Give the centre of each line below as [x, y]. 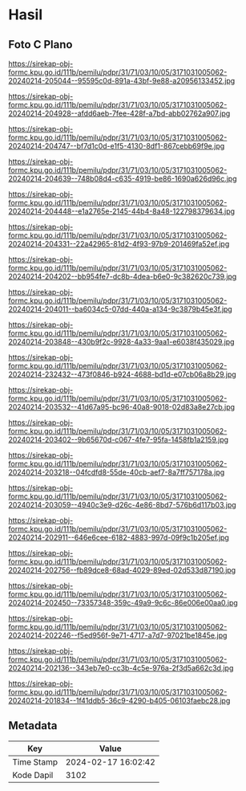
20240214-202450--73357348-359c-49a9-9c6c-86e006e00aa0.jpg [123, 603]
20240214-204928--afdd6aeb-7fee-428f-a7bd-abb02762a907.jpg [119, 113]
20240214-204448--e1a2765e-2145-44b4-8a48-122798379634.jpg [121, 211]
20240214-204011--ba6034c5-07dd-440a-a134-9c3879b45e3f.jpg [120, 309]
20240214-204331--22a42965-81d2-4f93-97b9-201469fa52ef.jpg [119, 244]
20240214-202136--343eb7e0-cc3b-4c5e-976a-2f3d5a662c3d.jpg [121, 668]
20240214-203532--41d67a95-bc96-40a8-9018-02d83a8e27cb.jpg [121, 407]
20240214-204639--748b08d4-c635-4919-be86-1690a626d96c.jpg [123, 179]
